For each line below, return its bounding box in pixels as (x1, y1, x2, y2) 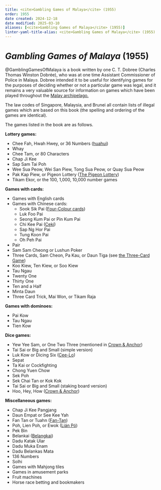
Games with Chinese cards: (12, 200, 68, 207)
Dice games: (5, 332, 31, 338)
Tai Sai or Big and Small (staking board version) (12, 383, 107, 389)
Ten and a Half (12, 283, 42, 289)
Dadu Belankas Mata (12, 448, 54, 454)
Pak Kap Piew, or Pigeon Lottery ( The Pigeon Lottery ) (12, 171, 119, 177)
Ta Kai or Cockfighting (12, 362, 57, 368)
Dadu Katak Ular (12, 438, 45, 444)
